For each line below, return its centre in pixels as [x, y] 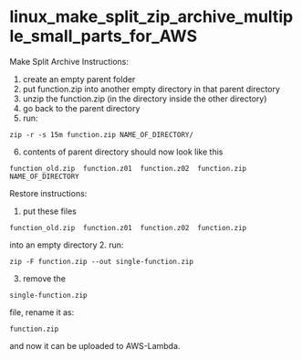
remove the [44, 278]
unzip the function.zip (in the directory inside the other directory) [145, 99]
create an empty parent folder [79, 79]
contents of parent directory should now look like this [123, 152]
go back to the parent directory [81, 108]
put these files [50, 211]
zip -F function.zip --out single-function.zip [102, 261]
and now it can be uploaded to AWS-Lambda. [95, 345]
